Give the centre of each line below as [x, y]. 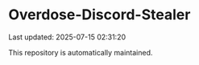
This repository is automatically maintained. [81, 52]
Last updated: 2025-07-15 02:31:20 [67, 37]
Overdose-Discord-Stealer [99, 15]
